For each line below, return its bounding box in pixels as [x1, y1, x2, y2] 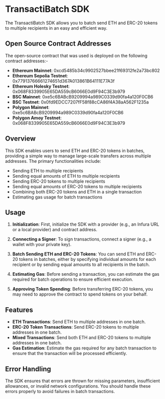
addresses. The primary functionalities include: [5, 158, 102, 164]
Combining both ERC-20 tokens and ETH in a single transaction [12, 189, 142, 195]
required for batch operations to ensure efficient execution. [12, 276, 133, 283]
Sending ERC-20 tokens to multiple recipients [12, 178, 106, 184]
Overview [5, 135, 36, 143]
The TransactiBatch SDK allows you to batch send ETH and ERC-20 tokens [5, 20, 158, 26]
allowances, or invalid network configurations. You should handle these [5, 383, 151, 389]
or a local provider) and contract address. [12, 227, 98, 233]
